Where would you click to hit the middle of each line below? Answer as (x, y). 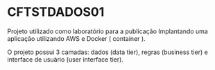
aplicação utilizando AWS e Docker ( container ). (76, 38)
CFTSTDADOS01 (56, 12)
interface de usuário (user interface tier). (65, 59)
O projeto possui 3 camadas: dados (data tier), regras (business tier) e (108, 52)
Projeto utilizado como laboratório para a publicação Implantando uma (108, 31)
